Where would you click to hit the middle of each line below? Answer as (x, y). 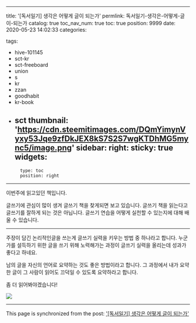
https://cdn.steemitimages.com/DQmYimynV (101, 130)
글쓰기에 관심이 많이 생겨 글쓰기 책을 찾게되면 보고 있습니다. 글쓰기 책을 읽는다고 (97, 205)
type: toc (32, 170)
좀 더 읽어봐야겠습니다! (32, 284)
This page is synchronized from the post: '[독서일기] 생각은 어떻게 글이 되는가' (98, 313)
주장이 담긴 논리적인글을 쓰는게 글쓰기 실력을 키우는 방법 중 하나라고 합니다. (92, 238)
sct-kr (22, 59)
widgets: (31, 157)
